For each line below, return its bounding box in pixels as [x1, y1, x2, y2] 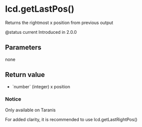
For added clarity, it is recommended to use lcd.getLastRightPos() [5, 116, 138, 122]
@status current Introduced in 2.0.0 [5, 29, 77, 35]
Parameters [5, 43, 42, 52]
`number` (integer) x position [12, 83, 70, 89]
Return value [5, 71, 45, 79]
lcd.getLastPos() [5, 3, 74, 15]
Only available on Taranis [5, 107, 56, 113]
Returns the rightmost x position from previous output [5, 20, 114, 25]
